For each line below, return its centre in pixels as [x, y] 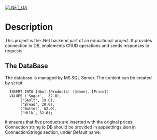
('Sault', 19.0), [37, 100]
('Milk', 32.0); [36, 113]
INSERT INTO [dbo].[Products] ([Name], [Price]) [59, 92]
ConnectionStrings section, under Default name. [53, 132]
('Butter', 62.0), [38, 109]
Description [29, 27]
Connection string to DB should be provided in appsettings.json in [71, 127]
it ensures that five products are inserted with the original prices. [69, 122]
